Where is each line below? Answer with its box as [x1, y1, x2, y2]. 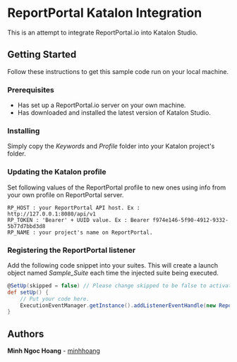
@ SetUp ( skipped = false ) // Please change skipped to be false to [7, 282, 207, 289]
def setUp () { [7, 289, 49, 296]
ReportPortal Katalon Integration [7, 5, 202, 21]
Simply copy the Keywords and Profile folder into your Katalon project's [7, 142, 215, 151]
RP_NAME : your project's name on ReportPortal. [7, 229, 153, 236]
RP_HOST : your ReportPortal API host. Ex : [7, 204, 140, 211]
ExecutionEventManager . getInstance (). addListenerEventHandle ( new [20, 301, 217, 309]
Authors [7, 327, 44, 339]
